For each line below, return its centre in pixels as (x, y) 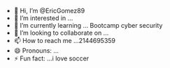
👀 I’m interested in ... (43, 18)
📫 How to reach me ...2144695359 (65, 41)
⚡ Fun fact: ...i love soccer (51, 58)
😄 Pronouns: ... (36, 51)
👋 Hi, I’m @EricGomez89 (49, 11)
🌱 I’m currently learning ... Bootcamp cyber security (88, 25)
